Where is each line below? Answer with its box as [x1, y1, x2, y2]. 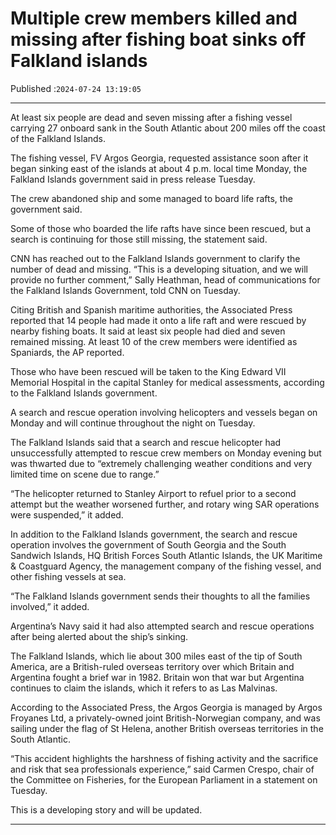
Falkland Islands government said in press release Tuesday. [10, 173, 256, 185]
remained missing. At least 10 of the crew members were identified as [10, 335, 298, 347]
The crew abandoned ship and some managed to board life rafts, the [10, 192, 293, 204]
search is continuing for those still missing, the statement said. [10, 233, 268, 245]
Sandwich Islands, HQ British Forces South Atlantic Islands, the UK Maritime [10, 549, 323, 561]
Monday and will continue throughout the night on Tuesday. [10, 417, 256, 429]
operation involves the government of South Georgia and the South [10, 538, 287, 551]
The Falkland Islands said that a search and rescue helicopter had [10, 436, 282, 448]
